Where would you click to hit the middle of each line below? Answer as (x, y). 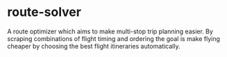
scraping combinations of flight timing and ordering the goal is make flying (114, 38)
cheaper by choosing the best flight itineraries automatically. (94, 46)
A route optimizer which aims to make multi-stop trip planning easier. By (110, 31)
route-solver (44, 12)
